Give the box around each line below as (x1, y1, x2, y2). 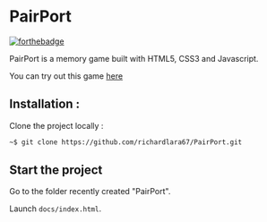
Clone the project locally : (9, 120, 104, 131)
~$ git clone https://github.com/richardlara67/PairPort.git (9, 137, 243, 147)
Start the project (9, 163, 103, 178)
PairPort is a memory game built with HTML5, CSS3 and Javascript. (9, 53, 259, 64)
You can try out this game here (9, 70, 124, 81)
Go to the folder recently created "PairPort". (9, 186, 171, 197)
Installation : (9, 97, 81, 112)
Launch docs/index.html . (9, 203, 101, 214)
